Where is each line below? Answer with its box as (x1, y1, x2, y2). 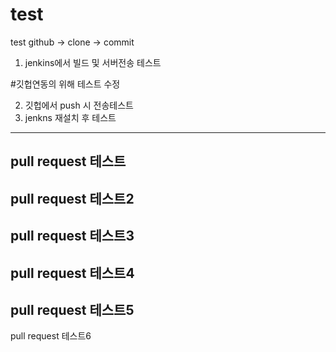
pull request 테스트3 (10, 228, 135, 245)
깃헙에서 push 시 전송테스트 (24, 99, 134, 111)
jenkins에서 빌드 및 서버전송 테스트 (24, 56, 162, 68)
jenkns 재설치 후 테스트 (24, 111, 117, 123)
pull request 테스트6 (10, 330, 92, 342)
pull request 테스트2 (10, 190, 135, 207)
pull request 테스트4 (10, 264, 135, 282)
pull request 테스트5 (10, 301, 135, 318)
